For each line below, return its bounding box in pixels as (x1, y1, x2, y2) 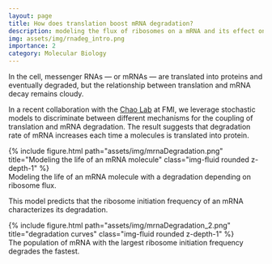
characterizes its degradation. (8, 205, 108, 215)
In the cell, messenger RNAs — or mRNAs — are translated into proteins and (8, 72, 263, 81)
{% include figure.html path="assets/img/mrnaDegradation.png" (8, 147, 223, 155)
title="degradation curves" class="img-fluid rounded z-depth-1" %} (8, 229, 235, 239)
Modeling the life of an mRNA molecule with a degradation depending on (8, 172, 252, 181)
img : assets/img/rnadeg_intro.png (8, 34, 125, 43)
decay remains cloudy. (8, 89, 84, 98)
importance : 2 (8, 42, 57, 50)
